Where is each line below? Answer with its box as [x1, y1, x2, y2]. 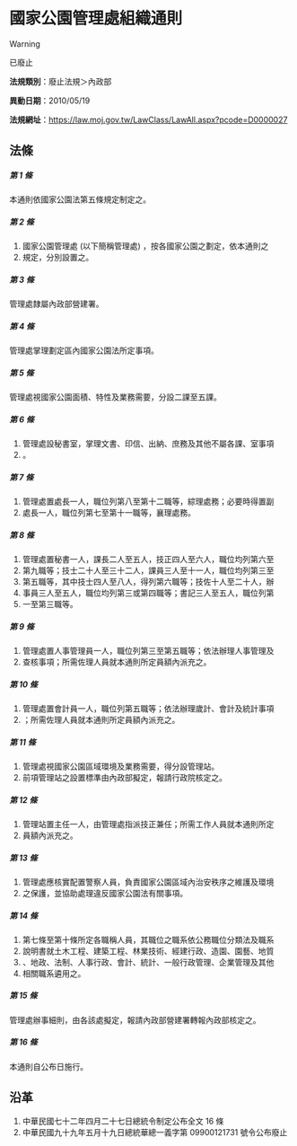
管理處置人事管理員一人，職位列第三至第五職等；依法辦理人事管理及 [22, 646, 275, 657]
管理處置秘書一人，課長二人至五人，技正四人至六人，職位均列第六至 [22, 554, 275, 565]
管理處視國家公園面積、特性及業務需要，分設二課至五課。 [9, 392, 222, 402]
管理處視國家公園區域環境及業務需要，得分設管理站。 [22, 761, 220, 771]
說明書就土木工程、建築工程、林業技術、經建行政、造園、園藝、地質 [22, 945, 275, 956]
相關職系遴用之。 [22, 967, 86, 979]
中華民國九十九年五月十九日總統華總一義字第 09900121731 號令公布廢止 [22, 1126, 288, 1137]
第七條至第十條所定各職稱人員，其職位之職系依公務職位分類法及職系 [22, 934, 275, 945]
